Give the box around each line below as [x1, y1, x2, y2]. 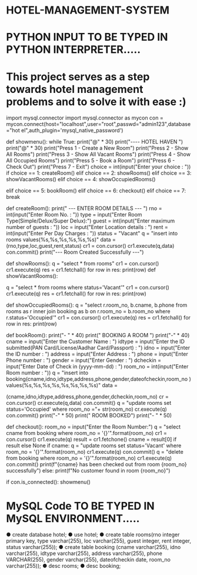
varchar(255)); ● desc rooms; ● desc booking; [6, 563, 121, 570]
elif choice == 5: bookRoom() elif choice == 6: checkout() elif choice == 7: [6, 187, 186, 194]
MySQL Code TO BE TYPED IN [6, 499, 155, 513]
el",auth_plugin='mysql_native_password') [21, 127, 123, 134]
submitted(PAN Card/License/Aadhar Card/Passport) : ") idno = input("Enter [6, 344, 190, 351]
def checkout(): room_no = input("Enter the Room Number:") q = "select [6, 423, 181, 430]
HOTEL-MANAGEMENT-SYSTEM [6, 4, 169, 17]
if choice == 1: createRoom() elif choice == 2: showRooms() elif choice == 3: [6, 169, 192, 177]
